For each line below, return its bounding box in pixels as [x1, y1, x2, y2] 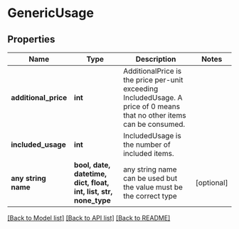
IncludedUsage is [123, 131, 181, 140]
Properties [7, 33, 55, 45]
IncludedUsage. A [123, 93, 183, 102]
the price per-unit [123, 75, 184, 84]
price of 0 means [123, 101, 180, 111]
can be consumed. [123, 119, 186, 129]
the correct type [123, 191, 178, 201]
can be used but [123, 174, 178, 183]
